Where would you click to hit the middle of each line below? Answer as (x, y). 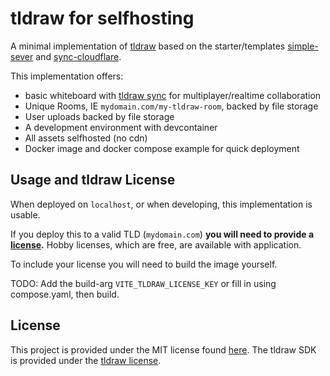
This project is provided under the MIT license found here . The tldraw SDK (163, 349)
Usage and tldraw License (93, 180)
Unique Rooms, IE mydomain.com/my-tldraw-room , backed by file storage (171, 106)
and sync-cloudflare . (78, 56)
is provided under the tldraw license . (86, 360)
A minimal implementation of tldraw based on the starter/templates (148, 46)
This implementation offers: (67, 76)
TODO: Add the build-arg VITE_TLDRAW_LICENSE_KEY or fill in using (143, 283)
